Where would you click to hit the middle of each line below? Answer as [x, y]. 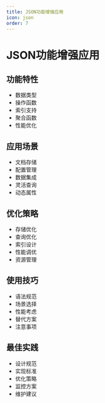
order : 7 [17, 23]
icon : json [20, 18]
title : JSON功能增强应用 [35, 12]
